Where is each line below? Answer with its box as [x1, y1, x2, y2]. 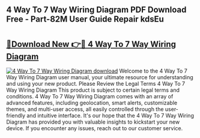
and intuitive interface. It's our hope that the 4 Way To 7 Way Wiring [26, 112, 194, 119]
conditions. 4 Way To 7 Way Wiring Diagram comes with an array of [6, 93, 174, 100]
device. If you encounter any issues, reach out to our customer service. [6, 125, 183, 131]
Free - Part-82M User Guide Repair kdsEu [6, 14, 164, 25]
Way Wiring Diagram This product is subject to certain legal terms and [6, 86, 180, 94]
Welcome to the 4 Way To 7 [119, 67, 187, 74]
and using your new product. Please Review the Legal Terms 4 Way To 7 [6, 80, 185, 87]
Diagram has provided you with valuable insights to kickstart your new [6, 118, 180, 125]
